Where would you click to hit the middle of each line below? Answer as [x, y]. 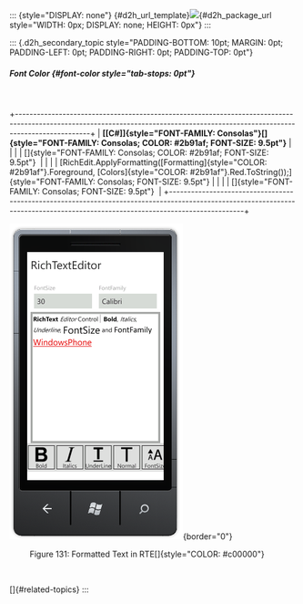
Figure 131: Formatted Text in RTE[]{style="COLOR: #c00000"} [147, 554]
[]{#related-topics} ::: [49, 589]
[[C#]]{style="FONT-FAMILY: [159, 133]
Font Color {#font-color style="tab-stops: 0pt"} [102, 73]
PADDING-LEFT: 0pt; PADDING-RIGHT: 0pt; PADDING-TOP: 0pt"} [131, 52]
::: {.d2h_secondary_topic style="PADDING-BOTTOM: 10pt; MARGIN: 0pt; [146, 42]
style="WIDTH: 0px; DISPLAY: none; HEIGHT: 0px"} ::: [111, 25]
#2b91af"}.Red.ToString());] [241, 172]
